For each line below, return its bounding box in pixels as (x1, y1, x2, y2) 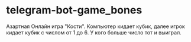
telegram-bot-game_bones (6, 3, 143, 17)
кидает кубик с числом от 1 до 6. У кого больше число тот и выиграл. (6, 29, 182, 36)
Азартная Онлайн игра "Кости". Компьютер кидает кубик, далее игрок (6, 23, 185, 30)
